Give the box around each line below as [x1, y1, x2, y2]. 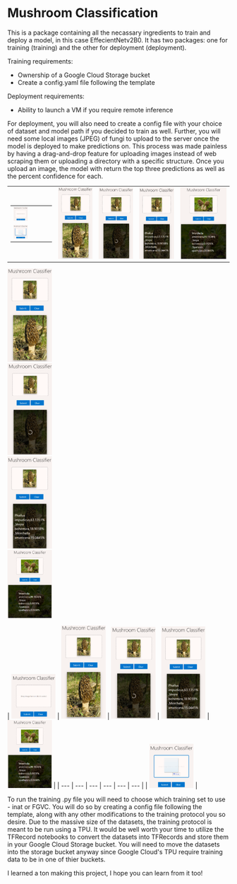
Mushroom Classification [7, 5, 159, 21]
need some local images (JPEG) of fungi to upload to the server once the [7, 134, 220, 143]
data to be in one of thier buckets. [7, 855, 106, 864]
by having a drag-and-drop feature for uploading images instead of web [7, 149, 217, 158]
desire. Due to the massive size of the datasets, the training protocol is [7, 818, 212, 826]
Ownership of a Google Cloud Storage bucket [17, 71, 150, 79]
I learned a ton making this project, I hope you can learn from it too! [7, 868, 203, 877]
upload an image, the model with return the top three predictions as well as [7, 164, 226, 172]
